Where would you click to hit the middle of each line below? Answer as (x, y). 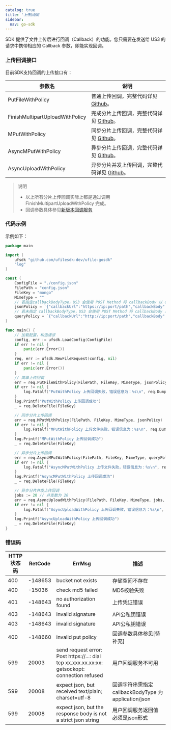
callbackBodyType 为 (138, 692)
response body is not (81, 714)
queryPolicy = (29, 317)
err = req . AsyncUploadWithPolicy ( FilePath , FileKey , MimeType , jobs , (90, 500)
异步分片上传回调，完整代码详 (127, 147)
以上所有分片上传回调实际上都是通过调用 (68, 197)
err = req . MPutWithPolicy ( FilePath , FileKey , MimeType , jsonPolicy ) (89, 420)
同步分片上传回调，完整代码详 (127, 131)
